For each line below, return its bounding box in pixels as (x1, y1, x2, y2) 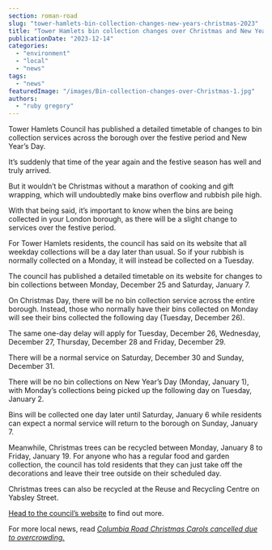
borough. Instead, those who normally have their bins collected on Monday (8, 304, 259, 314)
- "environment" (15, 49, 70, 57)
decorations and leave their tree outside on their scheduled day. (8, 468, 222, 478)
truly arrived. (8, 166, 51, 176)
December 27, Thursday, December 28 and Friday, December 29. (8, 337, 227, 347)
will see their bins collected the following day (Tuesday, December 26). (8, 313, 245, 323)
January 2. (8, 394, 45, 404)
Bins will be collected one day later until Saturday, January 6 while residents (8, 410, 262, 420)
